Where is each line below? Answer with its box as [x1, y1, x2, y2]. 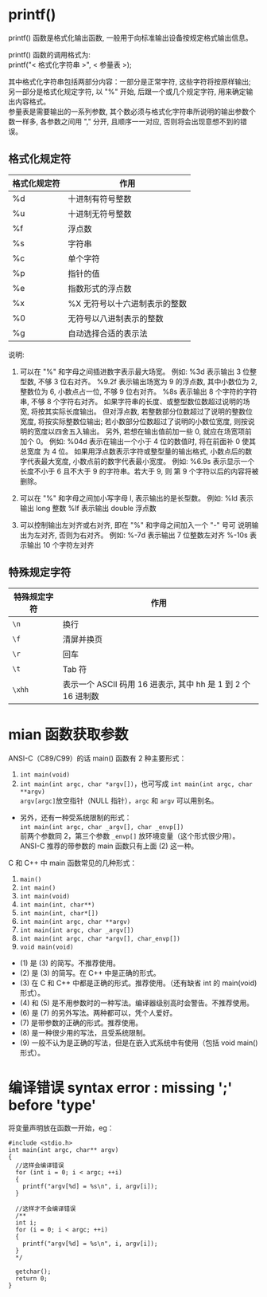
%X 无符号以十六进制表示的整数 [68, 297, 187, 309]
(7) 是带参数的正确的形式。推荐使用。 [19, 1018, 143, 1028]
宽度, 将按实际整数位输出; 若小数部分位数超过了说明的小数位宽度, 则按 [19, 416, 248, 426]
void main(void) [19, 943, 74, 951]
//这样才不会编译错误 [15, 1205, 76, 1213]
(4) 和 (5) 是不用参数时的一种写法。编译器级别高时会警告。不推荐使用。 [19, 998, 254, 1008]
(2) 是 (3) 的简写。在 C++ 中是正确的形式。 [19, 968, 161, 977]
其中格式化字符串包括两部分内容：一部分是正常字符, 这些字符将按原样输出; [8, 77, 252, 86]
